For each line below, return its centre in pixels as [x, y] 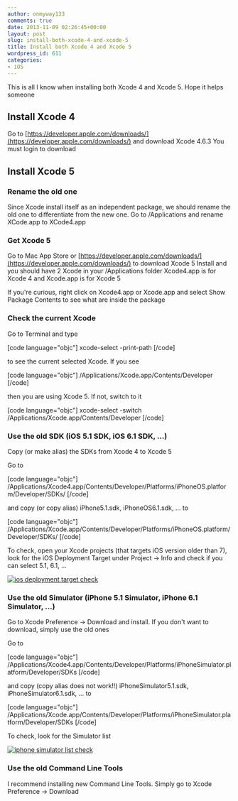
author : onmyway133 [36, 14]
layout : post [27, 34]
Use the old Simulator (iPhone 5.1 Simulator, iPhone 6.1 [103, 597]
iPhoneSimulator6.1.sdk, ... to [49, 694]
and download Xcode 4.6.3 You [178, 141]
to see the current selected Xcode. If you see [74, 361]
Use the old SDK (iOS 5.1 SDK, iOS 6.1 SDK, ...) [87, 436]
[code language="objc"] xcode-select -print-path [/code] [91, 347]
